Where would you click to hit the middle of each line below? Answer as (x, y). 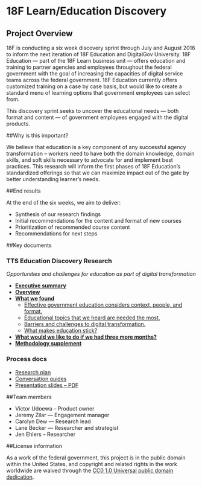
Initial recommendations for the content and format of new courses (98, 221)
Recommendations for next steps (56, 233)
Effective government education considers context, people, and (103, 305)
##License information (34, 446)
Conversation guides (41, 379)
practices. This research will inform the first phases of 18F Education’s (93, 166)
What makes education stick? (61, 331)
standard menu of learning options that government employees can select (98, 93)
